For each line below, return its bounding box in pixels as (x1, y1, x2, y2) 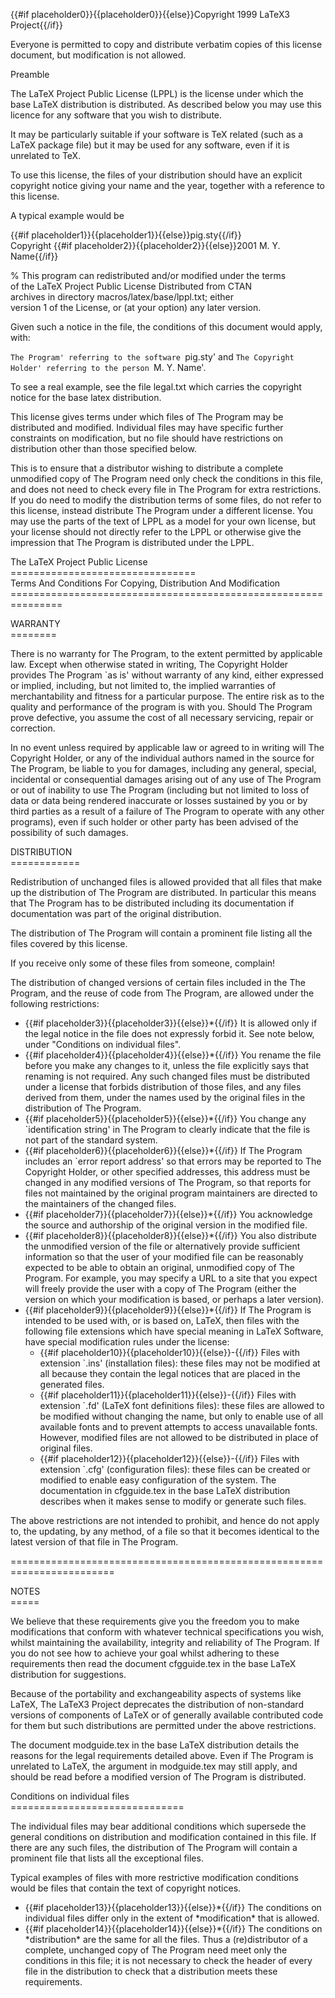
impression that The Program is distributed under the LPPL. (10, 537, 255, 548)
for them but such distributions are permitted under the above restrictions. (10, 1720, 317, 1731)
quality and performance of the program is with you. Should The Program (10, 701, 313, 713)
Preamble (10, 69, 50, 80)
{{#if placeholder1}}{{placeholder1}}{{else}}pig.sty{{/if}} (10, 229, 242, 241)
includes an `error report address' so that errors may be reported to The (24, 1155, 322, 1167)
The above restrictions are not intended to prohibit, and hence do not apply (10, 1515, 320, 1526)
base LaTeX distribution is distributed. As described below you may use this (10, 99, 322, 110)
